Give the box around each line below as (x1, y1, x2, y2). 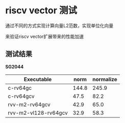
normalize (92, 76, 117, 83)
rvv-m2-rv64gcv (8, 101, 51, 108)
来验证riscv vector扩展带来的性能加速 (5, 33, 84, 39)
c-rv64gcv (8, 92, 35, 100)
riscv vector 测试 (5, 5, 78, 16)
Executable (23, 76, 52, 83)
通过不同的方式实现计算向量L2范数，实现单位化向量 (5, 22, 114, 29)
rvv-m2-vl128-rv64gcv (8, 109, 68, 116)
